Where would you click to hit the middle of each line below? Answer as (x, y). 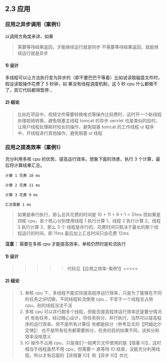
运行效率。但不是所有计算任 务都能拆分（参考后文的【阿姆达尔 (98, 324)
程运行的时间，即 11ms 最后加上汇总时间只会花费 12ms (73, 233)
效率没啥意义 (38, 337)
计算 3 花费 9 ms (22, 195)
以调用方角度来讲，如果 (29, 36)
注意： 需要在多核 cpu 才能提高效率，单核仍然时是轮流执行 (66, 244)
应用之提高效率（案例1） (34, 147)
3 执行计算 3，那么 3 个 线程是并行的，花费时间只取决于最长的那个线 (88, 227)
